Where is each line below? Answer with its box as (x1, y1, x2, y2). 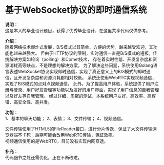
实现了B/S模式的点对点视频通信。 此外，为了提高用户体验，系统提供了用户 (5, 81, 155, 86)
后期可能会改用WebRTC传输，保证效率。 (35, 132, 117, 138)
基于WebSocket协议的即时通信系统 (5, 4, 147, 16)
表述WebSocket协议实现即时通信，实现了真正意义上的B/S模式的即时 (9, 68, 146, 74)
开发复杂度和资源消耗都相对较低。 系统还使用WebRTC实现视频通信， (18, 74, 157, 81)
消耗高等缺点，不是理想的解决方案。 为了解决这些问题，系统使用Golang (9, 62, 153, 68)
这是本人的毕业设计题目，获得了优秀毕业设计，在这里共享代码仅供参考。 (5, 27, 150, 33)
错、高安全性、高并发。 (5, 99, 52, 105)
